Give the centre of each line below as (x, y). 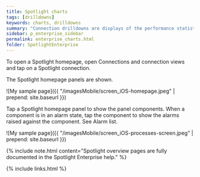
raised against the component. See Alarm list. (62, 121)
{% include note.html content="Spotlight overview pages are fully (87, 151)
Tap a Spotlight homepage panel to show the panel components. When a (96, 109)
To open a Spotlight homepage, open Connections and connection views (96, 61)
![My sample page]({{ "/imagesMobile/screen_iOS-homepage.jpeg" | (90, 91)
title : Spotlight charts (37, 12)
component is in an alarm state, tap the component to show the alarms (93, 115)
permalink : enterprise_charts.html (50, 39)
